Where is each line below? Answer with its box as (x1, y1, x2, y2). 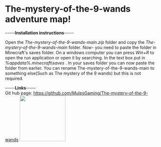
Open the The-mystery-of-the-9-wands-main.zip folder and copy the (5, 39, 145, 45)
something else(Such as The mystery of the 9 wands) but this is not (5, 70, 141, 76)
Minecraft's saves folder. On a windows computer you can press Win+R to (5, 50, 155, 55)
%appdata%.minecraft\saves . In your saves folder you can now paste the (5, 60, 155, 66)
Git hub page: (5, 90, 33, 96)
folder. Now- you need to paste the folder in (68, 44, 157, 50)
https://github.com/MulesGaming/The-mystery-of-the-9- (33, 90, 148, 96)
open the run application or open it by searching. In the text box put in (5, 55, 145, 60)
